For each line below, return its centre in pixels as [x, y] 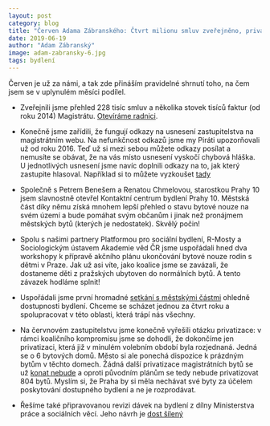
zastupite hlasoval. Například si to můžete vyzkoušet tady [115, 174]
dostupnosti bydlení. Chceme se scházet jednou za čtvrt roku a [125, 306]
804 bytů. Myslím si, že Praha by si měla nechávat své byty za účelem [136, 381]
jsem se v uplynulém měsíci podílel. [67, 91]
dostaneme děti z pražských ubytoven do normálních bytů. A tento [130, 273]
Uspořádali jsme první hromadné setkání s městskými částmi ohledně [135, 297]
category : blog [34, 23]
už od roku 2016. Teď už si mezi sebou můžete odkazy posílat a [125, 148]
